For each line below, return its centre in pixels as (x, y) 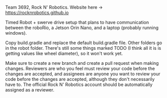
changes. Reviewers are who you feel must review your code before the (80, 68)
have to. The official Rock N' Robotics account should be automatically (79, 84)
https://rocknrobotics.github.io (37, 13)
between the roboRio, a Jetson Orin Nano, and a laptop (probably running (82, 28)
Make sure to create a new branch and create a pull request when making (82, 63)
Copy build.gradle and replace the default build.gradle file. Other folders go (84, 43)
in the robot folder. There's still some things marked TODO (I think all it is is (83, 48)
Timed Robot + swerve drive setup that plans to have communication (77, 22)
